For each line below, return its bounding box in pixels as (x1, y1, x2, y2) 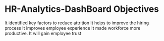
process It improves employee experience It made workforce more (4, 25, 141, 31)
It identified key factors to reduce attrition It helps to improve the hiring (4, 20, 149, 26)
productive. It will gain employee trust (4, 30, 82, 36)
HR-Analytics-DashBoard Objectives (4, 3, 159, 15)
